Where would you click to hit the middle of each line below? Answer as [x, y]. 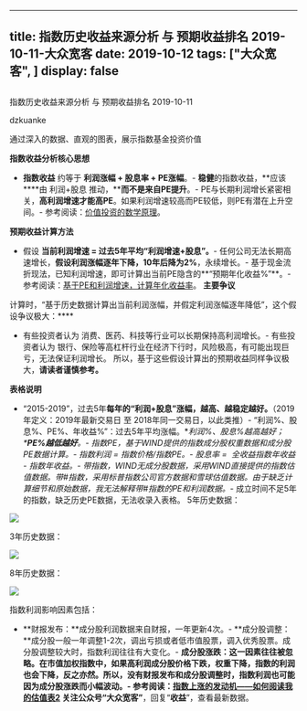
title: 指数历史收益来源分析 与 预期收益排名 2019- [148, 37]
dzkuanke [28, 120]
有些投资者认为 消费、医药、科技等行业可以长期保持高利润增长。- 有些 [155, 335]
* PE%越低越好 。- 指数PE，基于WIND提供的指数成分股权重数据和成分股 [157, 442]
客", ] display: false [64, 71]
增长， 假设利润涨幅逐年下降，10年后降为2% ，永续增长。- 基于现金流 [161, 262]
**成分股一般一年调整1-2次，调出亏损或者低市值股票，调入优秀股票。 [153, 640]
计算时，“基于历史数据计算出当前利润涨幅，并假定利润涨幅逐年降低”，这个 [149, 304]
